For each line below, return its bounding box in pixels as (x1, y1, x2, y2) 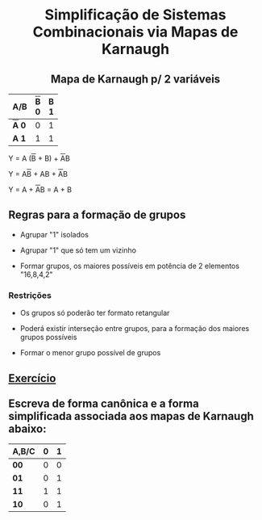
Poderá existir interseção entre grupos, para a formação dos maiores (19, 324, 250, 333)
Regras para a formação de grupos (8, 208, 186, 222)
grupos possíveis (19, 333, 77, 342)
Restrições (8, 289, 52, 300)
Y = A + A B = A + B (8, 185, 73, 195)
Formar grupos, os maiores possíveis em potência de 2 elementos (19, 261, 240, 270)
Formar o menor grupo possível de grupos (19, 348, 161, 358)
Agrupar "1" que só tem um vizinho (19, 245, 137, 255)
